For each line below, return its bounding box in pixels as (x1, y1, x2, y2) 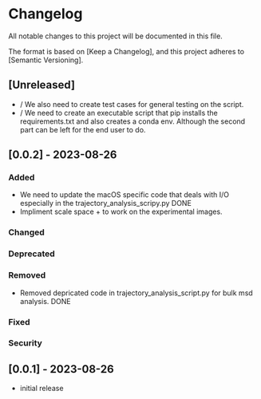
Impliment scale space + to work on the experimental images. (19, 207, 223, 216)
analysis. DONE (19, 296, 72, 306)
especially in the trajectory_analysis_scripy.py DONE (19, 199, 192, 208)
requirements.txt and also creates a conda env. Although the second (19, 117, 246, 126)
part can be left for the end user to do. (19, 124, 146, 134)
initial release (19, 384, 64, 393)
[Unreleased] (8, 78, 76, 92)
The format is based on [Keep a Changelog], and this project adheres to (8, 46, 245, 56)
